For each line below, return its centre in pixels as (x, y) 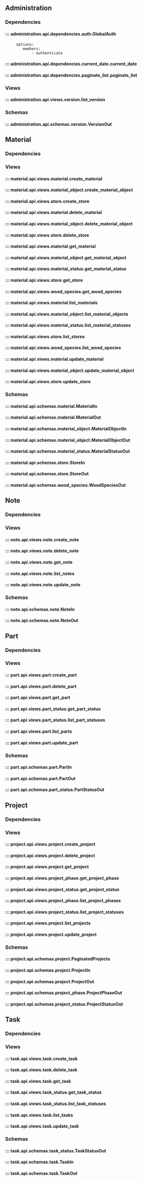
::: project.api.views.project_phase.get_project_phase (62, 878)
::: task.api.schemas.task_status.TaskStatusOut (56, 1150)
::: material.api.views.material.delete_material (53, 213)
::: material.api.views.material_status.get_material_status (66, 269)
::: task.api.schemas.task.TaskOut (41, 1173)
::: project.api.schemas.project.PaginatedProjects (58, 959)
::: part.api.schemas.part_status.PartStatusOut (55, 790)
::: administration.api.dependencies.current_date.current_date (71, 64)
